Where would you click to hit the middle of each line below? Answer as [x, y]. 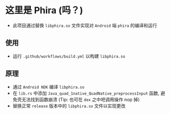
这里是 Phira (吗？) [44, 10]
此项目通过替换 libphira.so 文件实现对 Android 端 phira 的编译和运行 [85, 25]
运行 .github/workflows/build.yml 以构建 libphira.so [69, 56]
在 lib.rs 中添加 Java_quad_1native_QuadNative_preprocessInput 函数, [86, 93]
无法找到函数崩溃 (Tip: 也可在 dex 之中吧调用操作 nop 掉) [81, 99]
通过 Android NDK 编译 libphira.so [48, 87]
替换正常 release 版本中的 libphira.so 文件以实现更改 [69, 106]
